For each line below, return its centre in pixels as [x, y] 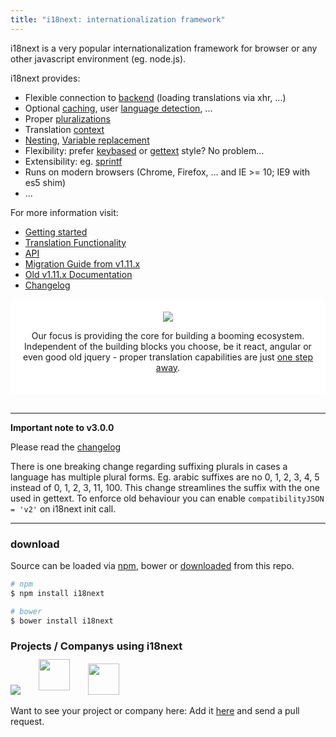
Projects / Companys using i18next [96, 646]
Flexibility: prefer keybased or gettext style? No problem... [144, 150]
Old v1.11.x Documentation [78, 274]
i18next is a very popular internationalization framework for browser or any [164, 48]
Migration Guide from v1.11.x [82, 263]
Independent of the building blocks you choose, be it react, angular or [168, 346]
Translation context [64, 129]
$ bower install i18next [62, 621]
